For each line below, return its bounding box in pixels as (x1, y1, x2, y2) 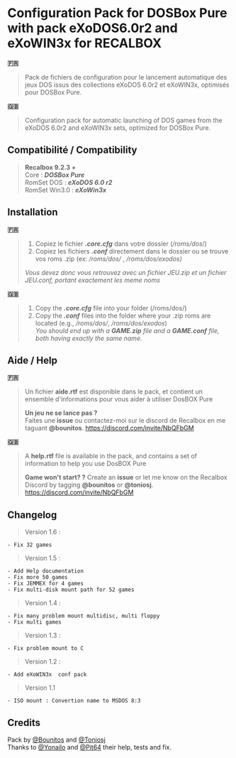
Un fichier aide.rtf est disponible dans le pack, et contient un (24, 387, 203, 396)
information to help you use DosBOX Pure (24, 460, 147, 468)
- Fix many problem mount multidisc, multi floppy (7, 612, 160, 619)
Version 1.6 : (24, 528, 61, 536)
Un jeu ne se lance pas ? (24, 408, 98, 417)
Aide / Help (7, 354, 58, 367)
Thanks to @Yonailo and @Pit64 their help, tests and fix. (7, 743, 172, 751)
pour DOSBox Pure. (24, 87, 82, 97)
